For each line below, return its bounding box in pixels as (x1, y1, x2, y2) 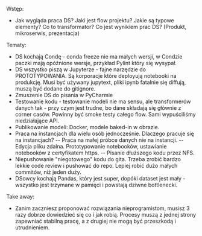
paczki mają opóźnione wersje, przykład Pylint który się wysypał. (14, 60, 177, 66)
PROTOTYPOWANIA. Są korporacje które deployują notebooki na (14, 72, 177, 79)
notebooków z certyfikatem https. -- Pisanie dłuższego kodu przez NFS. (14, 149, 195, 156)
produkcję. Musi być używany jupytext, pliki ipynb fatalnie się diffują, (14, 78, 186, 86)
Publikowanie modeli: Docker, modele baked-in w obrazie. (14, 124, 160, 130)
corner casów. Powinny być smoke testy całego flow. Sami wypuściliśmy (14, 111, 196, 118)
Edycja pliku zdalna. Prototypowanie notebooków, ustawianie (14, 143, 167, 150)
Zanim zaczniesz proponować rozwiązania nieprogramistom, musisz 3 (14, 205, 190, 212)
